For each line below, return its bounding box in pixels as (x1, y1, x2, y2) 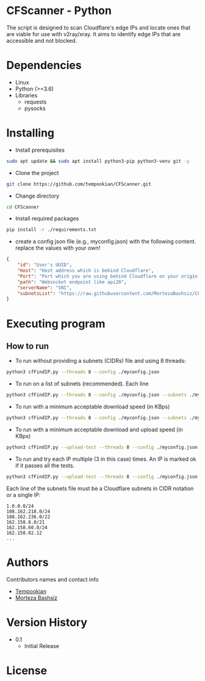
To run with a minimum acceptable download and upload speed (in (15, 426, 183, 433)
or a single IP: (6, 491, 41, 499)
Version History (6, 616, 87, 629)
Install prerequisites (15, 146, 65, 154)
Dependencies (6, 59, 82, 72)
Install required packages (15, 215, 79, 222)
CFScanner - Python (6, 4, 112, 18)
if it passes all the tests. (15, 461, 75, 469)
